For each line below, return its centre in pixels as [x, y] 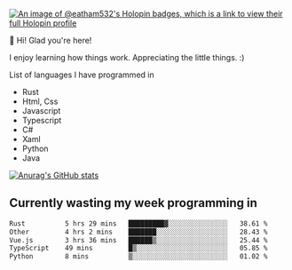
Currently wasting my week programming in [133, 203]
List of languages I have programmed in [82, 75]
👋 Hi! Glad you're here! [51, 40]
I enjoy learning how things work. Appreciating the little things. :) [127, 57]
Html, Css [40, 101]
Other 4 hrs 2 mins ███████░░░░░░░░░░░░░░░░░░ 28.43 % [138, 232]
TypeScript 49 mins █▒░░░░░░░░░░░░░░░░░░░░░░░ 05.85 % [138, 249]
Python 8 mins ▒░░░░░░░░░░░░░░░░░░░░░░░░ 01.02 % [138, 257]
